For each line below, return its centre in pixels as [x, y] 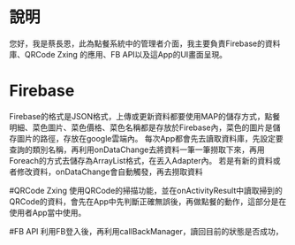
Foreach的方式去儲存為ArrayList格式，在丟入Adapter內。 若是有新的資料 [141, 160]
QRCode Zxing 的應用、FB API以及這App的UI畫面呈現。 [126, 54]
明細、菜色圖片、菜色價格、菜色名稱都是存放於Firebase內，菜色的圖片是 [141, 127]
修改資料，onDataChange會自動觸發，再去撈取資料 [110, 172]
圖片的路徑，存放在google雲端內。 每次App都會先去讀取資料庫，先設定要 [150, 138]
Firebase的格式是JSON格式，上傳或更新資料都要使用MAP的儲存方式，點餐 [145, 116]
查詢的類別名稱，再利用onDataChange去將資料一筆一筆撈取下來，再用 [137, 149]
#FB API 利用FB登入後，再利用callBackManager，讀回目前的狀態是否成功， [147, 231]
